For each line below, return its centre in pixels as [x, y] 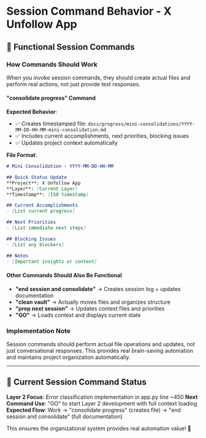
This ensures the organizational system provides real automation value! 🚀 [99, 428]
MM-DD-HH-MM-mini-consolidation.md [61, 130]
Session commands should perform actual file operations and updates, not [101, 344]
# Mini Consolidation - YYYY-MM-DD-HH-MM [60, 167]
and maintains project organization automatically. [68, 357]
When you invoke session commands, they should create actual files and [98, 77]
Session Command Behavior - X [89, 11]
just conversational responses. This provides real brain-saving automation [100, 350]
